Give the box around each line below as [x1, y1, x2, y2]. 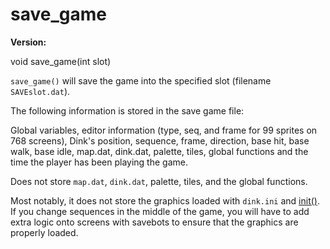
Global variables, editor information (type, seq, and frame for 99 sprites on [10, 124, 318, 136]
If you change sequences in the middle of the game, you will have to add [10, 205, 310, 217]
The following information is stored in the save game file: [10, 104, 245, 117]
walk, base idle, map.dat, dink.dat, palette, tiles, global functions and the [10, 145, 309, 157]
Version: [10, 36, 47, 48]
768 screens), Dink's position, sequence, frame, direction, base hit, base [10, 134, 310, 147]
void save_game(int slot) [10, 55, 112, 67]
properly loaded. [10, 226, 79, 238]
